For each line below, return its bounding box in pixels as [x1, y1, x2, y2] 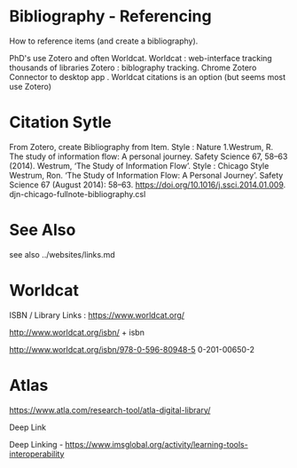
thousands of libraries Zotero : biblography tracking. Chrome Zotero [9, 62, 257, 73]
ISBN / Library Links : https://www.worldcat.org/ [9, 309, 184, 321]
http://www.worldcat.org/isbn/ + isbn [9, 327, 145, 337]
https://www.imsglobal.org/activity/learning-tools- [65, 439, 248, 449]
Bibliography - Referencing [9, 6, 212, 27]
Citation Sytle [9, 113, 113, 132]
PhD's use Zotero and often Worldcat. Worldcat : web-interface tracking [9, 52, 272, 63]
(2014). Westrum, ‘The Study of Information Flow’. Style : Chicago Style [9, 160, 270, 171]
